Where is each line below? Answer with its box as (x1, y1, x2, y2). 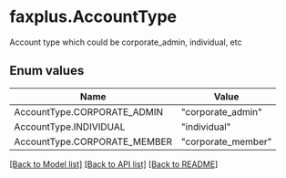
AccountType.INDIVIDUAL (14, 120, 126, 133)
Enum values (9, 63, 85, 79)
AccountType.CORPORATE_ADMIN (14, 105, 164, 118)
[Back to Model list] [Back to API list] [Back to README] (9, 158, 219, 170)
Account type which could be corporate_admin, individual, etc (9, 37, 242, 47)
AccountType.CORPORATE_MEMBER (14, 135, 173, 148)
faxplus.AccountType (9, 6, 178, 27)
